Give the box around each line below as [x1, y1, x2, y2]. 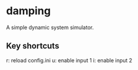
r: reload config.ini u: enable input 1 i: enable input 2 [6, 56, 133, 63]
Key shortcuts [6, 41, 59, 51]
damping [6, 4, 51, 18]
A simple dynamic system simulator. [6, 24, 94, 31]
